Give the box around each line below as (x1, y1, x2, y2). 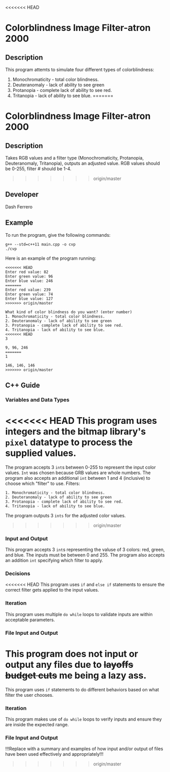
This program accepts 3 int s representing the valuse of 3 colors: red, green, (5, 546, 165, 553)
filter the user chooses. (5, 692, 54, 698)
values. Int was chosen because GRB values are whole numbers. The (5, 470, 151, 476)
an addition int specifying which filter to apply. (5, 558, 104, 564)
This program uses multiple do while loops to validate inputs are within (5, 611, 153, 617)
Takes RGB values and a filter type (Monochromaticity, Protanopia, (5, 155, 144, 161)
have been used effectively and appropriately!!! (5, 751, 104, 757)
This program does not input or (5, 648, 138, 660)
